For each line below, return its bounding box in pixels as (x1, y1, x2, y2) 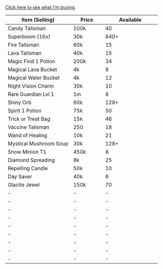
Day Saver (8, 173, 32, 180)
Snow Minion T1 (8, 148, 47, 155)
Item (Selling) (21, 16, 55, 23)
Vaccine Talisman (8, 124, 49, 131)
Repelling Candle (8, 165, 48, 172)
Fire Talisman (8, 42, 39, 48)
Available (119, 16, 142, 23)
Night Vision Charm (8, 83, 54, 89)
